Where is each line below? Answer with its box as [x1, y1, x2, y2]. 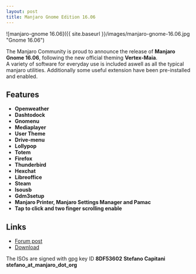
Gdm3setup [14, 192, 45, 199]
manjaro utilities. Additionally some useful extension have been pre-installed [6, 66, 191, 73]
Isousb [14, 186, 32, 194]
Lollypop [14, 143, 37, 150]
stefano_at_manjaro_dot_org [6, 262, 77, 269]
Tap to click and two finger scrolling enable [14, 205, 122, 212]
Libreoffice [14, 174, 42, 181]
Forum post [14, 238, 43, 245]
